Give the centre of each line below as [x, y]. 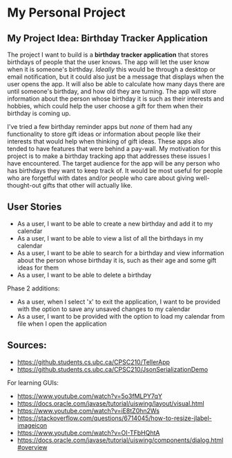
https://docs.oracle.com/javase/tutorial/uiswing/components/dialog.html [120, 440]
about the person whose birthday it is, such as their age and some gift [117, 260]
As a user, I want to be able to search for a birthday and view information [120, 252]
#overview [32, 447]
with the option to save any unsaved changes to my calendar [104, 309]
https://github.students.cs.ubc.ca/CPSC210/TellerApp [94, 362]
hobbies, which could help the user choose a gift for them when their [105, 106]
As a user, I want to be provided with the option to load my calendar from [121, 316]
